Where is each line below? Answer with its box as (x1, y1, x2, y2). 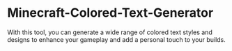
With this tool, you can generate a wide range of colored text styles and (7, 28, 212, 36)
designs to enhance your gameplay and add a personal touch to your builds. (7, 35, 226, 43)
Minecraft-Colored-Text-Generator (7, 5, 214, 21)
